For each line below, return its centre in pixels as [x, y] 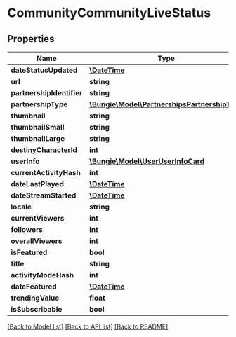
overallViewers [37, 241]
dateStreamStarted [44, 195]
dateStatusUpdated [44, 70]
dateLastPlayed [38, 184]
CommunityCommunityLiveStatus [109, 13]
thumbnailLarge [38, 138]
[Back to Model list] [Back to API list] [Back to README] [88, 326]
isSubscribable [37, 309]
